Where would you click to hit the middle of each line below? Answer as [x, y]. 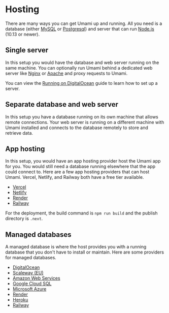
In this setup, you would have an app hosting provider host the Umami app [83, 161]
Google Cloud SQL [32, 284]
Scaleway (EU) [28, 273]
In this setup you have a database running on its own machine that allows [82, 117]
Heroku [20, 300]
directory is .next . [24, 218]
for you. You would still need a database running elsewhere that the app [80, 167]
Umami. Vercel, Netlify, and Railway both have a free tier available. [75, 177]
